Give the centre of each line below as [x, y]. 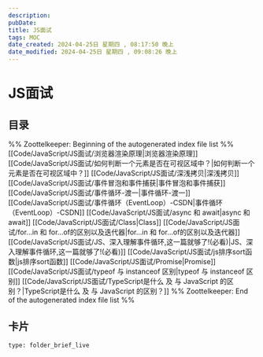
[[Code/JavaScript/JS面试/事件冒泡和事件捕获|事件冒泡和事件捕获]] [117, 183]
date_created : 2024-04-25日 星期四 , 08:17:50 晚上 [91, 45]
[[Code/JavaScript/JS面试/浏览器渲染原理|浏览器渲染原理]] [103, 153]
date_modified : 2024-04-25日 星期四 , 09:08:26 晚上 [93, 52]
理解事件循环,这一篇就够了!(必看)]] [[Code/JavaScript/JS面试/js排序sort [130, 252]
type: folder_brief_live [49, 345]
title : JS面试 [30, 30]
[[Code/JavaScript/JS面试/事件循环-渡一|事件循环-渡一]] [99, 193]
